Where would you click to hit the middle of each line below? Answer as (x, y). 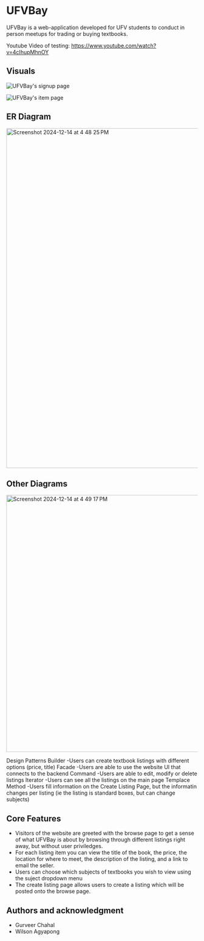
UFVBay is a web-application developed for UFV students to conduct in (96, 27)
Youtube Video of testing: (38, 46)
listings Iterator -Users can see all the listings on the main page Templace (98, 780)
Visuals (21, 71)
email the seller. (35, 866)
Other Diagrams (37, 484)
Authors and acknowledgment (65, 910)
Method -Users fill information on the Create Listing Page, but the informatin (102, 787)
